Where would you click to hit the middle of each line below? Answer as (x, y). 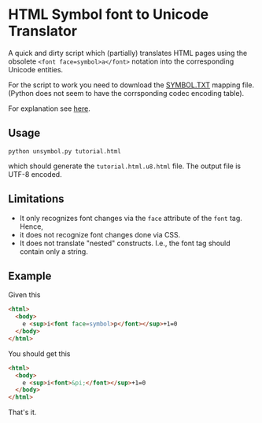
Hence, (31, 226)
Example (30, 276)
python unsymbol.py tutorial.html (65, 151)
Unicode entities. (36, 69)
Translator (42, 31)
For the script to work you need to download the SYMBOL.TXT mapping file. (131, 85)
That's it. (22, 412)
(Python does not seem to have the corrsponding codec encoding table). (126, 93)
